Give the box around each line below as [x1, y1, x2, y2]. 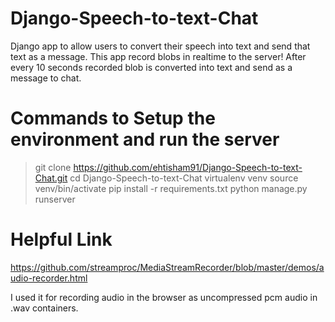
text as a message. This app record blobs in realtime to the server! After [10, 50, 307, 62]
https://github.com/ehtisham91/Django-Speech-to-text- [73, 161, 303, 173]
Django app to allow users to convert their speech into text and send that [10, 40, 311, 52]
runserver [34, 193, 76, 205]
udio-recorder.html [10, 272, 88, 284]
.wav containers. [10, 302, 79, 314]
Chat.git [34, 172, 68, 184]
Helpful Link [10, 228, 113, 251]
